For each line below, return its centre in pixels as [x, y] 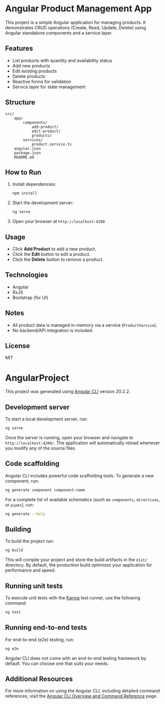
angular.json [27, 148]
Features [19, 48]
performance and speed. [30, 570]
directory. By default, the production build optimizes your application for [79, 565]
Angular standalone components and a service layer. [59, 33]
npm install [25, 193]
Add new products [31, 65]
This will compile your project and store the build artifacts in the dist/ [76, 560]
